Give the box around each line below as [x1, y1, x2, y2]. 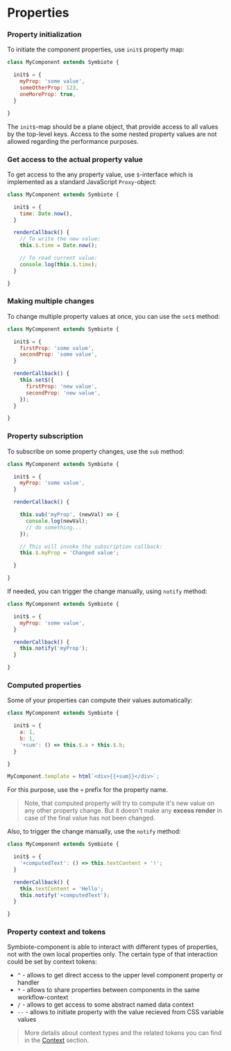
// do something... [25, 524, 82, 531]
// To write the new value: [19, 235, 101, 242]
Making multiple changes [7, 297, 95, 306]
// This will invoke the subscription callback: [19, 543, 163, 550]
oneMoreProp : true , [19, 90, 76, 98]
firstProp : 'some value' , [19, 345, 95, 351]
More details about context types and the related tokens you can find [24, 1029, 222, 1037]
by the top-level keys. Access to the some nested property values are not [7, 130, 217, 138]
